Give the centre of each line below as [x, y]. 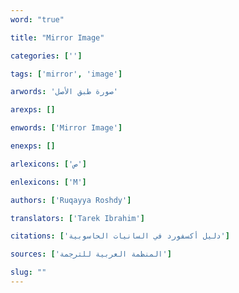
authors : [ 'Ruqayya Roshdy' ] [71, 200]
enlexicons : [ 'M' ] [48, 182]
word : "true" [37, 19]
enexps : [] [33, 146]
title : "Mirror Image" [57, 37]
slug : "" [28, 272]
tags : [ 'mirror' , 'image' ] [66, 74]
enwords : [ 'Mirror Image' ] [66, 128]
